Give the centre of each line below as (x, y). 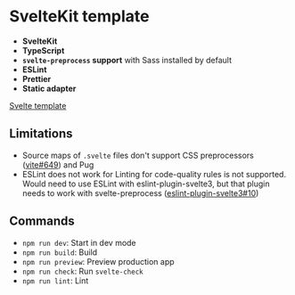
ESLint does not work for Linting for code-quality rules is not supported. (154, 174)
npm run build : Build (60, 252)
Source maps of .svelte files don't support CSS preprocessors (138, 155)
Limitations (41, 134)
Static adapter (49, 88)
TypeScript (43, 50)
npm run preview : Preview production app (98, 261)
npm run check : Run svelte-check (83, 271)
